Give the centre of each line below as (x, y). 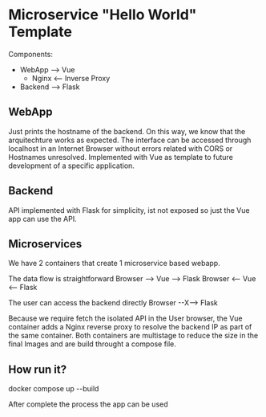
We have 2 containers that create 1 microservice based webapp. (114, 264)
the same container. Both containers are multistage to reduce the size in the (133, 336)
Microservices (45, 244)
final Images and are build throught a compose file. (92, 344)
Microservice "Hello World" (103, 15)
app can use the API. (43, 219)
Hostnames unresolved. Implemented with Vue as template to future (121, 157)
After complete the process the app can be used (88, 404)
